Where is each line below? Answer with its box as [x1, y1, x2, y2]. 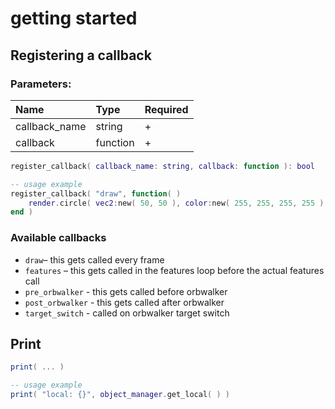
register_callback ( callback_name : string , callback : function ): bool [10, 161, 315, 171]
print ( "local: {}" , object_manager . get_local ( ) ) [10, 390, 230, 400]
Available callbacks [10, 231, 107, 245]
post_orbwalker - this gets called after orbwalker [24, 296, 225, 308]
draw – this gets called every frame [24, 253, 165, 266]
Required [144, 102, 189, 116]
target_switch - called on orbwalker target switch [24, 307, 230, 319]
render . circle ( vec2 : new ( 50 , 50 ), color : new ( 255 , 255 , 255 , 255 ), [28, 198, 329, 208]
